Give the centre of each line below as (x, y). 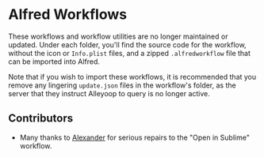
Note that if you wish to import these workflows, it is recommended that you (132, 77)
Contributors (41, 119)
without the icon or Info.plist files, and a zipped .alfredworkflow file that (130, 53)
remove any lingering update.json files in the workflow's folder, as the (122, 85)
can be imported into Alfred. (54, 62)
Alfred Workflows (68, 15)
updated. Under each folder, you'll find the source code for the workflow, (128, 44)
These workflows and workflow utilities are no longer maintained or (118, 36)
